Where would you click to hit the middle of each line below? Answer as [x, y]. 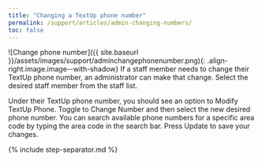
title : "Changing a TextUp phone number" [77, 15]
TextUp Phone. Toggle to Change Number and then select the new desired [129, 109]
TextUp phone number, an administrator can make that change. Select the [128, 77]
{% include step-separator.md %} [63, 149]
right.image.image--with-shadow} [64, 69]
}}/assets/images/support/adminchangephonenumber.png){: [107, 61]
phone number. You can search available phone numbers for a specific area [131, 118]
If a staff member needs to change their [185, 69]
